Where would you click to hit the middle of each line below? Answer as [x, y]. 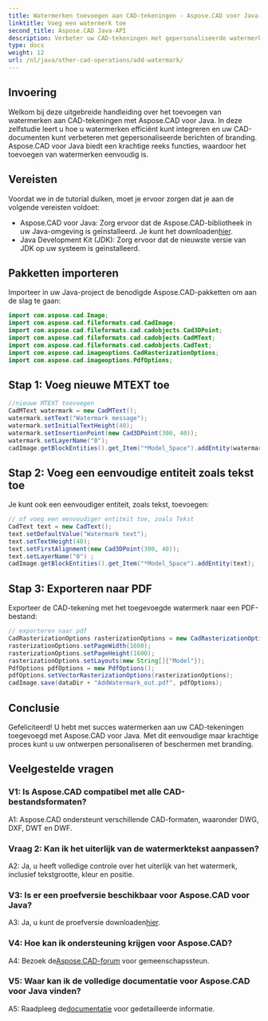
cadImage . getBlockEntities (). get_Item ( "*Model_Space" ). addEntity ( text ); [132, 564]
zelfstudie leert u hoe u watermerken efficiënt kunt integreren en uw [120, 129]
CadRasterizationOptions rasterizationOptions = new [98, 638]
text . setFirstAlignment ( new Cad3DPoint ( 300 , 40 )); [94, 549]
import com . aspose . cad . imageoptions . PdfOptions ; [91, 360]
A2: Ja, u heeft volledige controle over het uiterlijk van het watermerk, [123, 866]
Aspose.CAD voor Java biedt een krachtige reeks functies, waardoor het [127, 145]
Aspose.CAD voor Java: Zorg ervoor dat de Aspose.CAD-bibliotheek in [136, 222]
